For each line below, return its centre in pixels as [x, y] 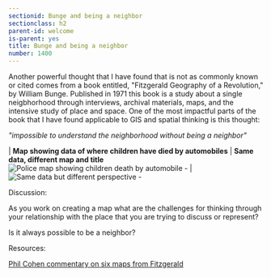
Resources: [27, 248]
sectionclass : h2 [38, 23]
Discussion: [28, 192]
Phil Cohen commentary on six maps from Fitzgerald [96, 264]
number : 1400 [30, 53]
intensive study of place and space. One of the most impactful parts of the [132, 111]
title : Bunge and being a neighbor [68, 46]
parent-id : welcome [41, 31]
